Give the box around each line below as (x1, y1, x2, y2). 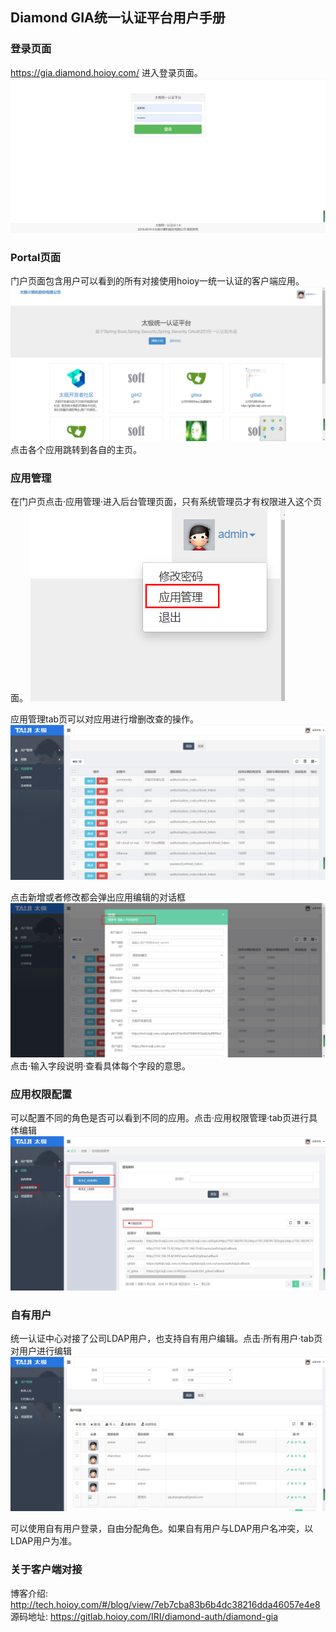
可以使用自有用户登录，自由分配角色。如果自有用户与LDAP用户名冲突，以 (10, 1523, 314, 1535)
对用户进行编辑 (10, 1345, 72, 1357)
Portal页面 (10, 250, 62, 264)
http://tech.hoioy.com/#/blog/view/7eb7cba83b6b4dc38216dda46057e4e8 (10, 1598, 321, 1610)
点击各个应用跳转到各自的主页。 (10, 444, 142, 456)
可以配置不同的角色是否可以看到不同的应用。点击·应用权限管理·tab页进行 (10, 1111, 310, 1123)
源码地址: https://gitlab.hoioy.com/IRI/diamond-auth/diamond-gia (10, 1610, 279, 1622)
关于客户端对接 (10, 1563, 83, 1577)
